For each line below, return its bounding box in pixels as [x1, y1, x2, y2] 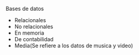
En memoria [14, 29, 45, 36]
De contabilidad [14, 36, 54, 42]
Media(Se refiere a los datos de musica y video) [14, 42, 134, 49]
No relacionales [14, 23, 54, 30]
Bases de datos [5, 5, 45, 12]
